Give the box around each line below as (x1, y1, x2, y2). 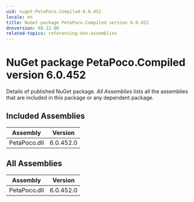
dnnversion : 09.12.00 (6, 25, 60, 31)
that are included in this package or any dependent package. (6, 94, 154, 101)
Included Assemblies (6, 111, 86, 121)
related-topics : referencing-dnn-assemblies (6, 31, 117, 37)
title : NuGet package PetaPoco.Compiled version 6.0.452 (6, 19, 149, 25)
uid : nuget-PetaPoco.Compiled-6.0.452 (6, 8, 101, 15)
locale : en (6, 14, 33, 20)
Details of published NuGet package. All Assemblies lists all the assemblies (6, 88, 189, 95)
